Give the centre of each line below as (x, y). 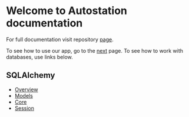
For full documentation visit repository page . (60, 39)
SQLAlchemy (31, 75)
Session (24, 108)
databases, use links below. (39, 57)
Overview (26, 90)
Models (24, 95)
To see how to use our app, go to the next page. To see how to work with (95, 50)
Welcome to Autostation (67, 11)
